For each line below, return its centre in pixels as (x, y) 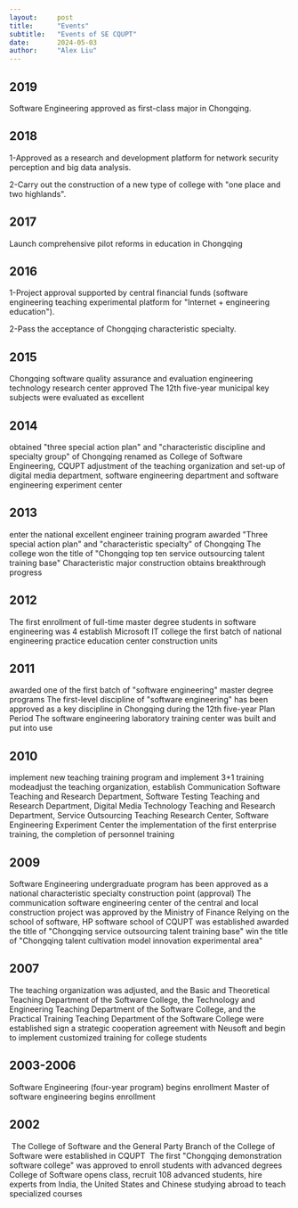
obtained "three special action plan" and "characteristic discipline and (137, 447)
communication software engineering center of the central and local (134, 903)
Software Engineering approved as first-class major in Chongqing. (130, 108)
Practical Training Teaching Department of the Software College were (137, 1018)
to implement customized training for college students (108, 1037)
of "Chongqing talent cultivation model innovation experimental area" (136, 941)
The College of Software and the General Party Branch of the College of (143, 1146)
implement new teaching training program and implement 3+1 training (137, 777)
